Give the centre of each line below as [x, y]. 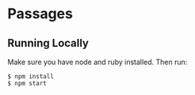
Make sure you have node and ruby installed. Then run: [97, 62]
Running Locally [48, 43]
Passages [40, 14]
